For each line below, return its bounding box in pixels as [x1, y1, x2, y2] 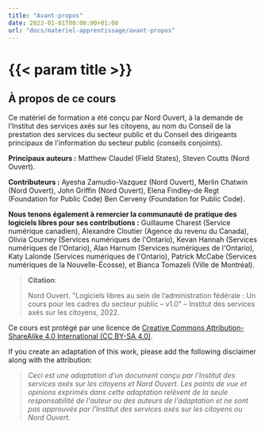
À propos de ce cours [8, 92, 117, 105]
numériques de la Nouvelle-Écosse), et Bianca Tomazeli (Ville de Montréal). [8, 260, 255, 270]
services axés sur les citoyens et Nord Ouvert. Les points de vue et [27, 379, 248, 389]
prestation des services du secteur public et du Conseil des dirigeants [8, 130, 237, 140]
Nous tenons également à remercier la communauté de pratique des [8, 209, 237, 219]
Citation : [27, 275, 57, 285]
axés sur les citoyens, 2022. [27, 308, 121, 317]
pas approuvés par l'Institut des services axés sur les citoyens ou [27, 404, 243, 414]
